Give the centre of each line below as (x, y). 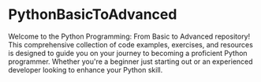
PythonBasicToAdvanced (93, 15)
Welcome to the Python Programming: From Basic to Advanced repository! (129, 36)
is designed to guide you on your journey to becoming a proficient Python (128, 53)
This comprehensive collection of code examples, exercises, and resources (131, 44)
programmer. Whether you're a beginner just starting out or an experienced (131, 61)
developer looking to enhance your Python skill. (86, 69)
